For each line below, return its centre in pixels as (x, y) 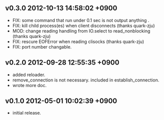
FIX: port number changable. (42, 46)
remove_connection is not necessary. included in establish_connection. (86, 80)
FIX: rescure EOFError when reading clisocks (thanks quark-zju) (78, 41)
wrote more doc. (29, 85)
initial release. (27, 113)
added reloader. (29, 74)
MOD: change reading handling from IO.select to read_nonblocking (81, 31)
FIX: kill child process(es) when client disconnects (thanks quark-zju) (83, 25)
